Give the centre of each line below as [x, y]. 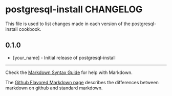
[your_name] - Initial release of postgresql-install [64, 57]
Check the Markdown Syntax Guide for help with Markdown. [69, 72]
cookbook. [30, 29]
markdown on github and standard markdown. [54, 88]
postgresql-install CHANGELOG [74, 9]
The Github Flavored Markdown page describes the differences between [82, 82]
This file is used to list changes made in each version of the [68, 24]
